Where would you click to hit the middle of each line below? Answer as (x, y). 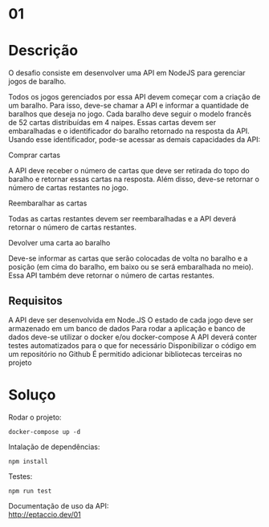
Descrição (43, 51)
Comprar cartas (35, 155)
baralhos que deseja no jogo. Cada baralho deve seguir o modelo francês (130, 114)
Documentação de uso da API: (59, 505)
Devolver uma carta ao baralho (59, 243)
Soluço (32, 395)
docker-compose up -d (45, 432)
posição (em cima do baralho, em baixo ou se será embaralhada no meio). (131, 267)
